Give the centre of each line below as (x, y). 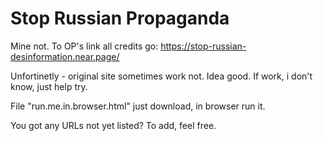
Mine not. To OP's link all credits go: (84, 46)
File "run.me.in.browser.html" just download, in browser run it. (138, 106)
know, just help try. (49, 86)
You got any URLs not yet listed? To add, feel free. (113, 125)
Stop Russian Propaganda (120, 18)
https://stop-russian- (203, 46)
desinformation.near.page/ (65, 56)
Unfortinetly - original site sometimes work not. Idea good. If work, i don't (161, 76)
